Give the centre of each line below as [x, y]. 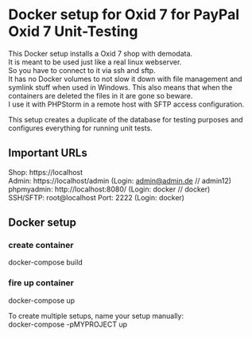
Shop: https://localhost [46, 172]
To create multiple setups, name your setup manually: [96, 316]
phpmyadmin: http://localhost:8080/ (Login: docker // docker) [109, 189]
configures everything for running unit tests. [80, 128]
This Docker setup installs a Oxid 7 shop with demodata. [101, 53]
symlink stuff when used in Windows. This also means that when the [120, 87]
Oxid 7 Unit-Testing [73, 31]
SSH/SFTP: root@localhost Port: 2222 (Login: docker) [97, 197]
